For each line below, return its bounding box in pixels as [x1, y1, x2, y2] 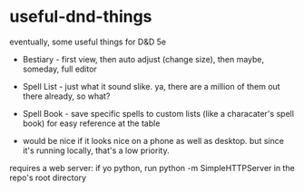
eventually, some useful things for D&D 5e [9, 36, 166, 47]
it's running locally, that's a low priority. [22, 145, 170, 156]
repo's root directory [9, 172, 87, 183]
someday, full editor [22, 63, 97, 74]
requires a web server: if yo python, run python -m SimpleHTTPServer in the [9, 162, 295, 173]
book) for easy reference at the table [22, 118, 161, 129]
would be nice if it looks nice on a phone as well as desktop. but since [22, 135, 284, 146]
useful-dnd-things [9, 6, 152, 27]
